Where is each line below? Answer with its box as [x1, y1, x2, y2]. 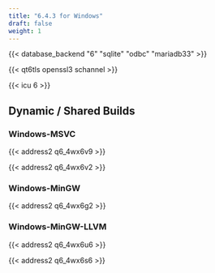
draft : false [8, 19, 53, 28]
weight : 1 [8, 27, 42, 35]
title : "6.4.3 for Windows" [8, 11, 104, 20]
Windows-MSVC [8, 128, 76, 139]
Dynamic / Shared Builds [8, 104, 135, 117]
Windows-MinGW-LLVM [8, 221, 107, 232]
